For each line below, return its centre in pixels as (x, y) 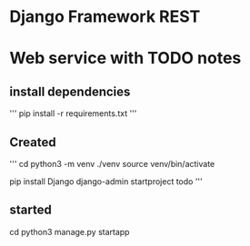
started (30, 210)
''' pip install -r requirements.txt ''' (73, 113)
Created (33, 142)
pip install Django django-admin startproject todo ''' (106, 182)
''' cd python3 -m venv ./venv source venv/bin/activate (112, 164)
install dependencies (70, 91)
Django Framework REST (105, 17)
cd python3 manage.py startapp (70, 231)
